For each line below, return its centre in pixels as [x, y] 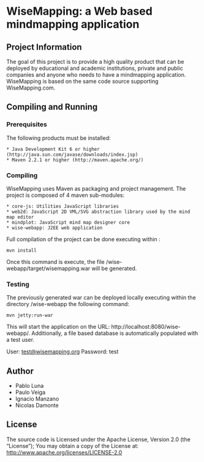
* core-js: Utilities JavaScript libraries [63, 206]
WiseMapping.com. [31, 88]
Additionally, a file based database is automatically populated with [115, 333]
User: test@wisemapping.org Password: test [62, 352]
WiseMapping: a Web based [80, 11]
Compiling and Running [52, 107]
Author [20, 371]
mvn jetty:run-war [30, 315]
